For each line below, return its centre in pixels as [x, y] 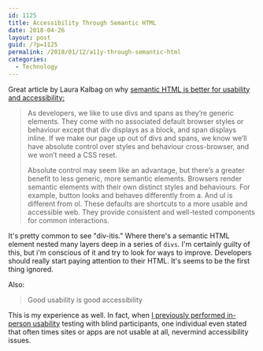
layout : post [30, 37]
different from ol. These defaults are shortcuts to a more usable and [137, 204]
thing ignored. [31, 269]
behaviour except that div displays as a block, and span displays [132, 129]
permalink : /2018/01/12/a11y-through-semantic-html [94, 52]
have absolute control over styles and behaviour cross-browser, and [138, 146]
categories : [28, 60]
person [20, 323]
